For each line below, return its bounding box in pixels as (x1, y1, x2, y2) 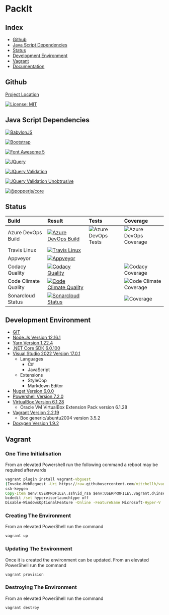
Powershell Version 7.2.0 (12, 393, 64, 399)
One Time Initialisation (5, 450, 61, 457)
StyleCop (27, 377, 47, 384)
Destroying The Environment (5, 584, 77, 591)
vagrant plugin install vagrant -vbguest (5, 477, 92, 482)
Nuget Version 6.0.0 (12, 388, 54, 394)
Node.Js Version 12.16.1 (12, 334, 61, 341)
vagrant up (5, 533, 28, 538)
